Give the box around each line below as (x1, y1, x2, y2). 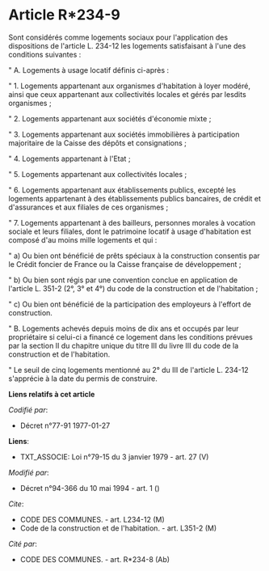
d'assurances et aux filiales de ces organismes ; (8, 202, 169, 212)
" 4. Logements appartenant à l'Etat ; (8, 154, 131, 163)
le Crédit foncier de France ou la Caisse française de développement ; (8, 259, 242, 269)
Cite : (8, 499, 24, 509)
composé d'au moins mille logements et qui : (8, 235, 158, 244)
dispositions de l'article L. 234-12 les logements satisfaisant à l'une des (8, 40, 246, 50)
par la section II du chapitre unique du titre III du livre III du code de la (8, 340, 239, 350)
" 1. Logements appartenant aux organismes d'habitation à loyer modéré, (8, 81, 250, 91)
